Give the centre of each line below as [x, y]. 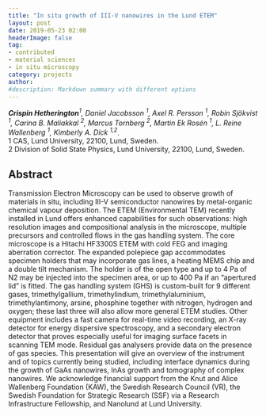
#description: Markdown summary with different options [102, 89]
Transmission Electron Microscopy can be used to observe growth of [121, 193]
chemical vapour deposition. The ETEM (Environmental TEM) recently [122, 210]
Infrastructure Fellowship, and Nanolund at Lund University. [105, 404]
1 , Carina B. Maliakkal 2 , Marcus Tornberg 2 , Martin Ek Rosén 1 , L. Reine [125, 122]
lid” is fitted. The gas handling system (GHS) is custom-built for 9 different [129, 286]
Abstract [30, 174]
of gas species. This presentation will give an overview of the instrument [127, 353]
